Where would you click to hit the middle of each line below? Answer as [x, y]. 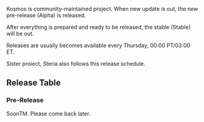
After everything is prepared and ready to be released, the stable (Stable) [99, 27]
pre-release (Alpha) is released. [46, 15]
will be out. [20, 34]
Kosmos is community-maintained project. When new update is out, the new [102, 9]
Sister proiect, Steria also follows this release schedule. [76, 64]
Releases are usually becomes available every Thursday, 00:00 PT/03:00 [98, 45]
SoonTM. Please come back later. [48, 113]
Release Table [34, 83]
